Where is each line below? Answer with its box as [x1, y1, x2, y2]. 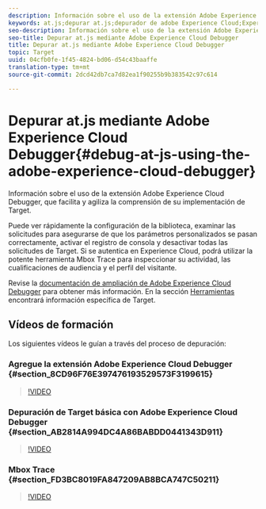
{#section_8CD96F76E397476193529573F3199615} [8, 369, 214, 380]
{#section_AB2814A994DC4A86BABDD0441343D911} [8, 426, 223, 437]
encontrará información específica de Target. [8, 295, 156, 304]
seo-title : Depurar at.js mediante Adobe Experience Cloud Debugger [8, 33, 239, 42]
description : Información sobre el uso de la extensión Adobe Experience [8, 11, 257, 20]
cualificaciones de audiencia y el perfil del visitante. [8, 262, 177, 272]
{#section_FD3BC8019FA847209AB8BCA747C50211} [8, 473, 220, 484]
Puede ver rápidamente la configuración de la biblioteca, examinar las [8, 220, 236, 230]
